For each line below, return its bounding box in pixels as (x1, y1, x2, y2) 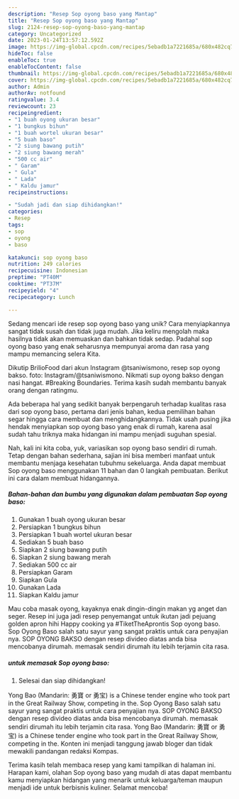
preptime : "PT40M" (8, 274, 62, 281)
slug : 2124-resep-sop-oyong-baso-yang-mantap (8, 23, 145, 31)
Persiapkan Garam (18, 568, 73, 577)
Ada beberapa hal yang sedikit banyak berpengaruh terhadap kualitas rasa (8, 399, 226, 408)
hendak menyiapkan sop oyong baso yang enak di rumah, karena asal (8, 422, 212, 430)
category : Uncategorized (8, 30, 82, 38)
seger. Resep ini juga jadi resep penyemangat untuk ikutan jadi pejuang (8, 612, 216, 621)
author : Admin (8, 83, 50, 90)
